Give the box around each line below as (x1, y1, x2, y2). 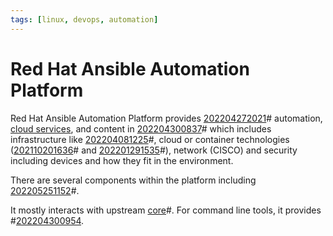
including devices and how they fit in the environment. (10, 154, 234, 166)
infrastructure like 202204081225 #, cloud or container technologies (10, 133, 290, 145)
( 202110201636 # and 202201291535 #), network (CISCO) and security (10, 144, 298, 156)
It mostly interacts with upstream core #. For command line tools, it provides (10, 204, 322, 216)
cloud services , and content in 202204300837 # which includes (10, 122, 272, 135)
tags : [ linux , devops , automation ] (10, 14, 159, 25)
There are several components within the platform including (10, 174, 257, 186)
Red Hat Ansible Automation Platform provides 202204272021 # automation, (10, 112, 323, 124)
